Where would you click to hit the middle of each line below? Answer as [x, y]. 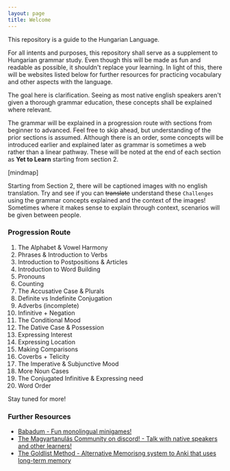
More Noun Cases [43, 371]
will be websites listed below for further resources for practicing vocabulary [115, 74]
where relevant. [30, 110]
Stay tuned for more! [37, 398]
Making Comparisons [48, 349]
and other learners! [45, 446]
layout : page [26, 13]
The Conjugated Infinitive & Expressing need [80, 378]
